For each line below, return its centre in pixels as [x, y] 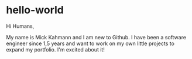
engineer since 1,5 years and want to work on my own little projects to [90, 43]
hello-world [35, 10]
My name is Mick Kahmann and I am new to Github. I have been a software [96, 37]
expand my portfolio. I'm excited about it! [56, 49]
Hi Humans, [20, 26]
